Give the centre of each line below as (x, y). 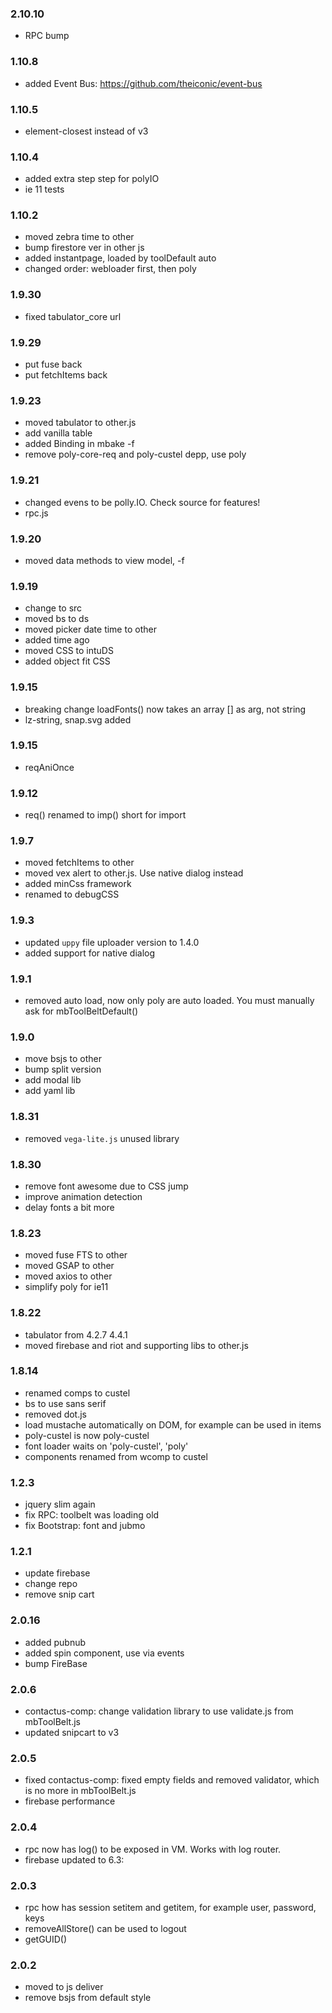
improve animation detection (83, 1196)
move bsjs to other (63, 1059)
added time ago (57, 640)
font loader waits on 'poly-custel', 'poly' (106, 1446)
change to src (53, 608)
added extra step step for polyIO (92, 179)
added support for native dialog (90, 953)
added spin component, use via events (104, 1653)
